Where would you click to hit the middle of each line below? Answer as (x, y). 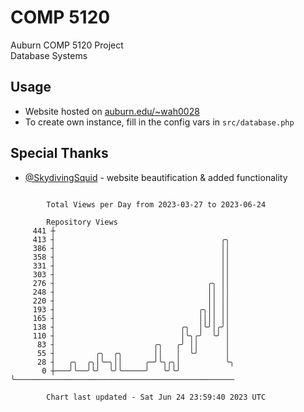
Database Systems (49, 55)
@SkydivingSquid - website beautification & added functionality (156, 177)
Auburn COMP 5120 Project (67, 45)
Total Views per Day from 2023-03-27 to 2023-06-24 (156, 204)
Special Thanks (59, 153)
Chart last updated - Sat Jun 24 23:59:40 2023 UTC (156, 397)
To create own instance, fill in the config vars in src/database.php (159, 122)
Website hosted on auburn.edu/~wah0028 (112, 111)
